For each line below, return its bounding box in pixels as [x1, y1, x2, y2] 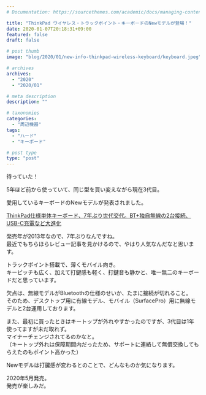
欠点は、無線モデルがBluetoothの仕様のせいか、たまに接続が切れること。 [6, 290, 192, 297]
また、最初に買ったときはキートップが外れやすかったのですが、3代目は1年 [6, 318, 195, 325]
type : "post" [6, 155, 40, 161]
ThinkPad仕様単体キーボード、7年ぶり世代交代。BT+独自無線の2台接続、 [6, 212, 191, 220]
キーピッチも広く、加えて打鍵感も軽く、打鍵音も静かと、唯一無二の [6, 269, 178, 276]
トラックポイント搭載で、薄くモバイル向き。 [6, 261, 119, 269]
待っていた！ [6, 173, 39, 180]
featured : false [6, 31, 48, 37]
